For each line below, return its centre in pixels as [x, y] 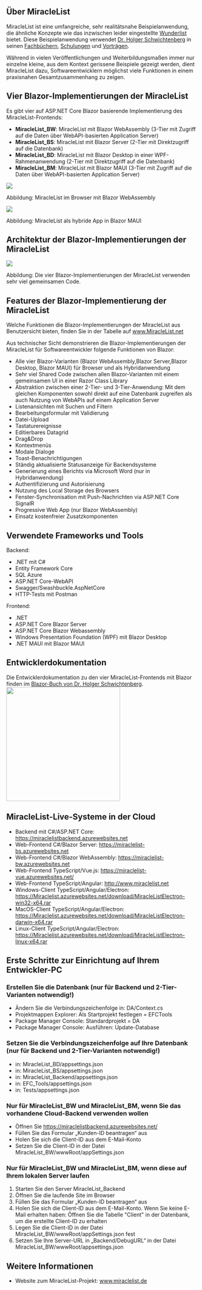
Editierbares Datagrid [42, 432]
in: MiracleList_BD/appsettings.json [59, 1064]
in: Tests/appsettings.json [47, 1090]
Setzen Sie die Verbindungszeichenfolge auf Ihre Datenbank [97, 1043]
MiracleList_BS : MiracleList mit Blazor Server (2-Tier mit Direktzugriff [102, 142]
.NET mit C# [30, 562]
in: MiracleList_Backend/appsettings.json [66, 1077]
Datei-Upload [32, 419]
